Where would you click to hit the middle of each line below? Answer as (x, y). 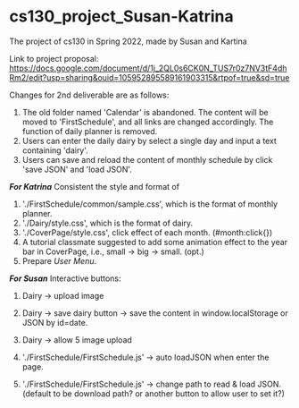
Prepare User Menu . (59, 260)
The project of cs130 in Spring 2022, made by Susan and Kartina (128, 41)
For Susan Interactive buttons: (66, 278)
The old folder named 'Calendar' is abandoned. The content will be (145, 112)
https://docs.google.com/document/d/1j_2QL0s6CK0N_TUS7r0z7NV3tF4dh (148, 68)
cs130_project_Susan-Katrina (121, 17)
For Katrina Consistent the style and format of (95, 186)
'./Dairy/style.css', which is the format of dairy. (108, 223)
